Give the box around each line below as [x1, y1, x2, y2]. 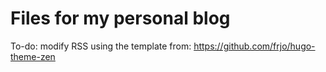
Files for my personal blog [10, 7, 231, 30]
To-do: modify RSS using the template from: [10, 40, 192, 52]
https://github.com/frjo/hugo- [193, 40, 316, 52]
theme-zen [10, 50, 56, 62]
